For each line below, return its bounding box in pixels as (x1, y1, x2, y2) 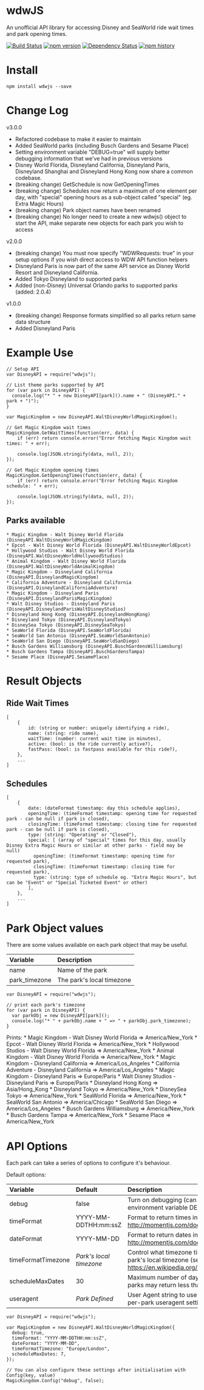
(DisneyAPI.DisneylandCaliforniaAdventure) (6, 585, 118, 591)
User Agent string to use (127, 1291, 197, 1299)
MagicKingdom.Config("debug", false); (6, 1378, 104, 1384)
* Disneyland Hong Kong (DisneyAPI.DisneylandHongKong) (6, 611, 151, 618)
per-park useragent (127, 1298, 185, 1307)
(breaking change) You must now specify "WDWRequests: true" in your (15, 249, 194, 256)
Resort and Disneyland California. (15, 269, 99, 276)
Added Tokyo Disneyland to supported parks (15, 275, 127, 283)
